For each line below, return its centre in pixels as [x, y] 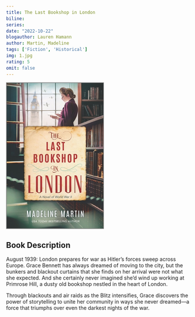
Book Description [38, 245]
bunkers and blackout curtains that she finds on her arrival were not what [95, 272]
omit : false [20, 68]
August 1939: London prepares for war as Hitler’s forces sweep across [91, 259]
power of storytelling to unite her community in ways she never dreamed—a [98, 302]
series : [16, 25]
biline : [16, 18]
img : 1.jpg [19, 56]
